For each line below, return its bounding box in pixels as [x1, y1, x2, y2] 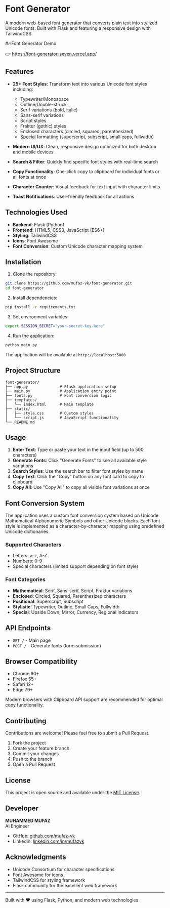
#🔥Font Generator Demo [5, 40, 57, 46]
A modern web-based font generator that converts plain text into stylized [5, 20, 158, 26]
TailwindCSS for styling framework [12, 877, 85, 883]
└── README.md [5, 420, 35, 425]
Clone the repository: [12, 271, 57, 277]
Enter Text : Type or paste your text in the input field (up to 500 [12, 446, 144, 453]
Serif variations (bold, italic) [20, 107, 78, 113]
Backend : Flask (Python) [12, 221, 65, 228]
